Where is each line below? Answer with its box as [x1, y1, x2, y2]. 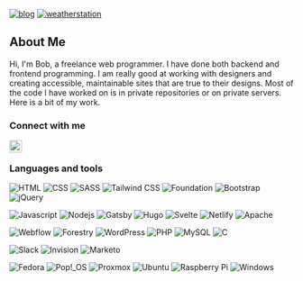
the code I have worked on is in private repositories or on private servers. [9, 86, 282, 98]
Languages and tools [9, 162, 104, 175]
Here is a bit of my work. [9, 96, 101, 107]
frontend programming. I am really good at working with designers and [9, 68, 272, 78]
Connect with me [9, 119, 86, 131]
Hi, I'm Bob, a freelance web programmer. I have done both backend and [9, 59, 280, 69]
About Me [9, 34, 66, 50]
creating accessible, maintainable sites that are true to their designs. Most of [9, 77, 294, 88]
